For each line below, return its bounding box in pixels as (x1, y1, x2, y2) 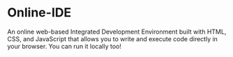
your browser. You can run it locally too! (7, 42, 122, 50)
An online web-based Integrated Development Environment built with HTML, (7, 27, 227, 36)
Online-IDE (7, 5, 72, 21)
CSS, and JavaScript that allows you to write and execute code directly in (7, 34, 218, 43)
